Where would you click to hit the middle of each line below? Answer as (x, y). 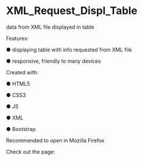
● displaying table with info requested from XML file (69, 49)
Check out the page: (31, 152)
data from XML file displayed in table (50, 27)
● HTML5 (18, 84)
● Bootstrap (21, 129)
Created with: (22, 72)
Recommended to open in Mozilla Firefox (55, 140)
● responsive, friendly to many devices (53, 61)
